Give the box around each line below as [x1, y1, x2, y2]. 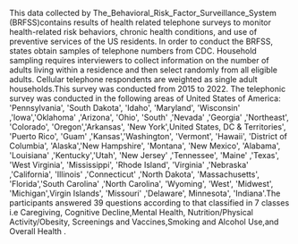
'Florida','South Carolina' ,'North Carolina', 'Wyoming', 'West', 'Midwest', [9, 179, 274, 189]
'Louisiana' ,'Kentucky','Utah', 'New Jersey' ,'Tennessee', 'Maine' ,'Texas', [9, 150, 280, 160]
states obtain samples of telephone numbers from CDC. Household [9, 46, 257, 56]
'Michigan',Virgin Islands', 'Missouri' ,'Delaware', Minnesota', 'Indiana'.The [9, 188, 281, 198]
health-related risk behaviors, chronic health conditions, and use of [9, 27, 258, 37]
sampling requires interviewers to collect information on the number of [9, 55, 270, 65]
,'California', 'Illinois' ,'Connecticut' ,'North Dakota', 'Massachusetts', [9, 169, 260, 180]
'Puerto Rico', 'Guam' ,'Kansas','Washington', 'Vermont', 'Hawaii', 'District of [9, 131, 288, 141]
